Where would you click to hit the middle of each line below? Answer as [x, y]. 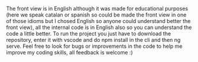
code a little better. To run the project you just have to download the [89, 34]
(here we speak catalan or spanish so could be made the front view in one [96, 15]
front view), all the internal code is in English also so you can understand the [99, 27]
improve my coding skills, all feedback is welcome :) [69, 52]
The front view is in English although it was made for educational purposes [97, 9]
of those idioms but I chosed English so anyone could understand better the [98, 21]
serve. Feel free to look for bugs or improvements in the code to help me [94, 46]
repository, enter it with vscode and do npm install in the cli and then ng [93, 40]
